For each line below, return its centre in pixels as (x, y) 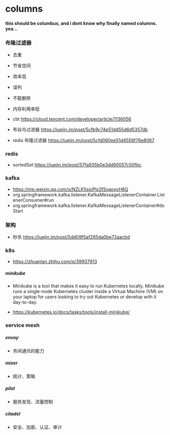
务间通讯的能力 (28, 351)
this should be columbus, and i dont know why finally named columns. (81, 23)
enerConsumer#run (33, 200)
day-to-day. (25, 302)
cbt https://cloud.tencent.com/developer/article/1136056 (72, 119)
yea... (11, 28)
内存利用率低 (26, 109)
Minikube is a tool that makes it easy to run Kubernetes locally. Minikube (88, 286)
